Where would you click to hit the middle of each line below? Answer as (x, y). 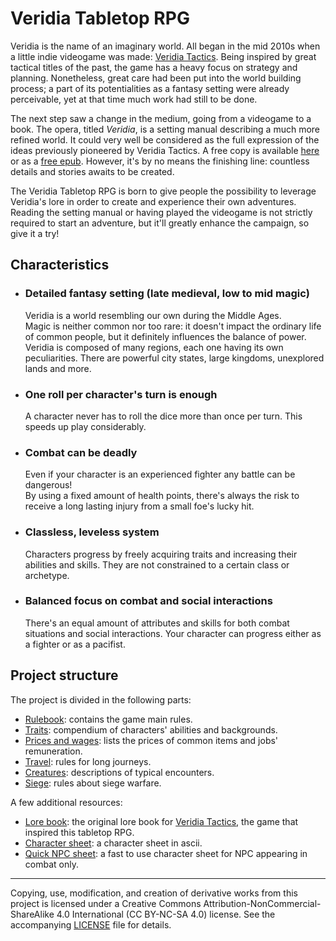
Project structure (64, 675)
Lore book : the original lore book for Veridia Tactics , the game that (161, 821)
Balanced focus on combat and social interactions (148, 601)
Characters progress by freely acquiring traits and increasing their (161, 554)
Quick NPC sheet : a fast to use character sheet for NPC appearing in (166, 853)
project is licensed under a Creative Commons (106, 903)
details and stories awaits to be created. (92, 171)
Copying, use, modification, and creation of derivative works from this (154, 893)
